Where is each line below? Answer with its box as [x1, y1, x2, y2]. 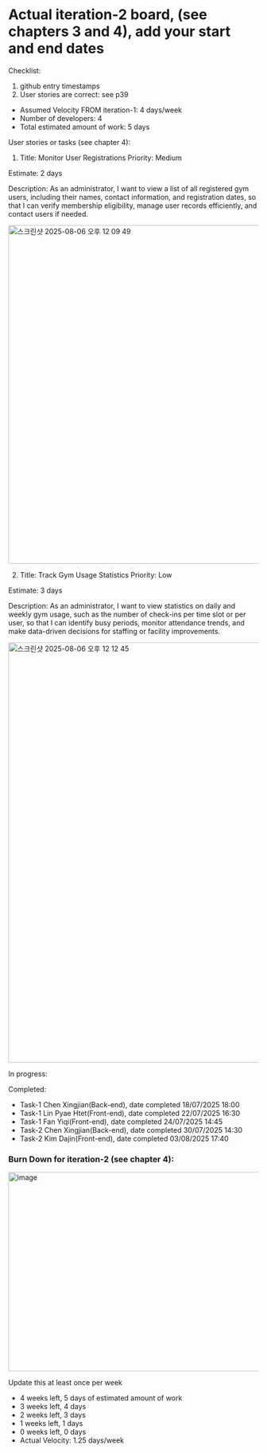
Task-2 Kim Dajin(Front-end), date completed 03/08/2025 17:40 [19, 1134, 229, 1143]
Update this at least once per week [8, 1378, 123, 1388]
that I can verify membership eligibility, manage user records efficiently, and [8, 201, 257, 210]
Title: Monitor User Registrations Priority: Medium [19, 153, 183, 163]
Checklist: [8, 65, 41, 75]
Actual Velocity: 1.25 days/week [19, 1435, 125, 1445]
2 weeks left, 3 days [19, 1410, 86, 1420]
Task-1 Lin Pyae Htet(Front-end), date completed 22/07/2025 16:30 [19, 1108, 241, 1118]
